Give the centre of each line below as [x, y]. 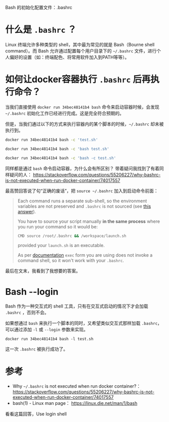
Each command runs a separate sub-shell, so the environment [82, 201]
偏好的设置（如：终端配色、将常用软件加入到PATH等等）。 [69, 57]
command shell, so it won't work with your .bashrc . [71, 261]
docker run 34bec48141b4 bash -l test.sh [49, 339]
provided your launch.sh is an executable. [61, 246]
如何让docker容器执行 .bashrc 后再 [78, 79]
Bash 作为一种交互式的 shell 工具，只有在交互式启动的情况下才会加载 [77, 306]
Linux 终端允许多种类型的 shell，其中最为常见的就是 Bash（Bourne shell [80, 44]
